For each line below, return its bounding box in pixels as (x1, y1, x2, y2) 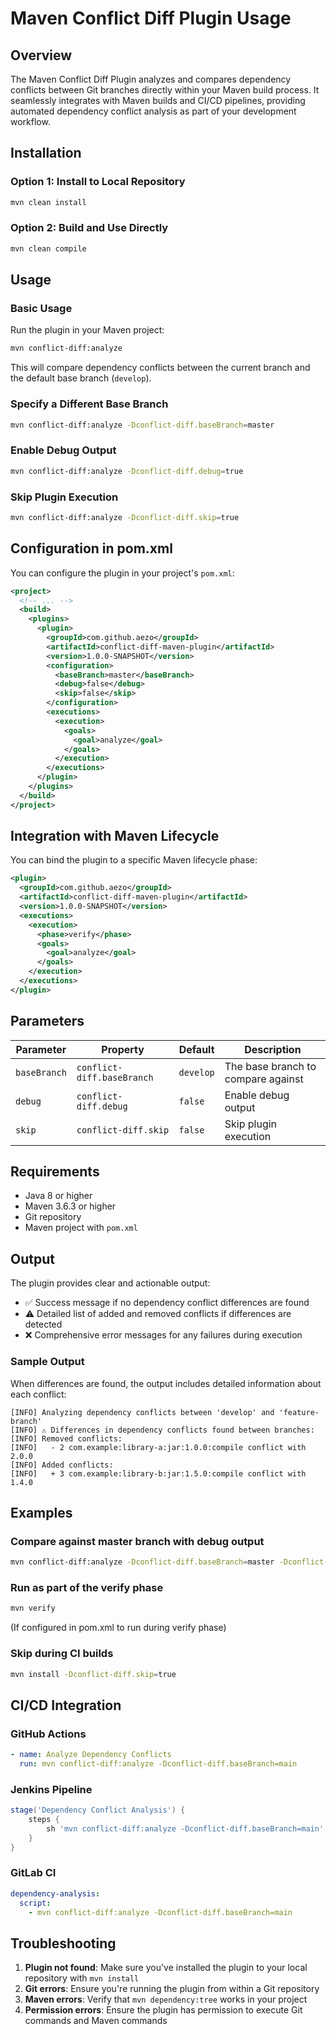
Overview (10, 47, 73, 64)
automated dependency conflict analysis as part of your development (10, 105, 297, 117)
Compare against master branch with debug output (10, 1534, 265, 1548)
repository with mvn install (24, 1972, 140, 1984)
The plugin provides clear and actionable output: (10, 1277, 211, 1289)
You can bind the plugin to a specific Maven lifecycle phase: (10, 854, 258, 866)
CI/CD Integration (10, 1697, 122, 1714)
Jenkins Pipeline (10, 1782, 93, 1796)
